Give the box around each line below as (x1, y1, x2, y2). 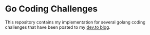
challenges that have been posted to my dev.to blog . (5, 24, 111, 30)
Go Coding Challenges (5, 3, 98, 14)
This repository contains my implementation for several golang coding (5, 19, 146, 25)
